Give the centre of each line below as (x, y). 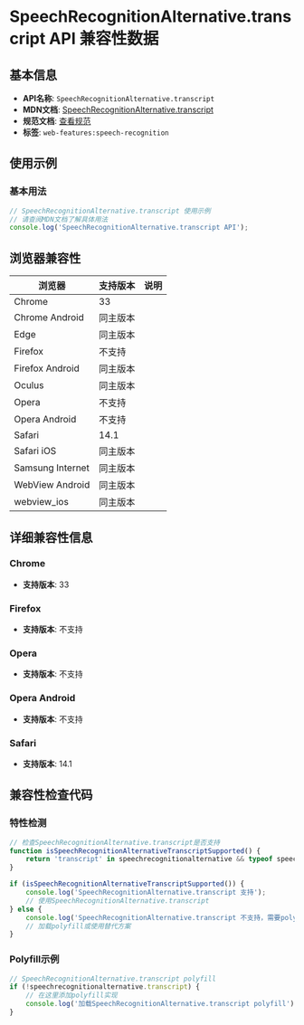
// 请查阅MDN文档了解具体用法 (59, 219)
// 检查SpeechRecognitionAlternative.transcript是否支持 (115, 842)
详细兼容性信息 (51, 537)
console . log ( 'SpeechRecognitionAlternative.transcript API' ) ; (129, 228)
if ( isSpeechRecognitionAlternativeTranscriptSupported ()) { (127, 884)
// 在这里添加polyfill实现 (71, 996)
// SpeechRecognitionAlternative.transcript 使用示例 (110, 211)
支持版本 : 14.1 (47, 764)
